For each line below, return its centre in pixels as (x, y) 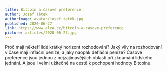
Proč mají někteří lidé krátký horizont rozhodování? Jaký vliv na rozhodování (83, 47)
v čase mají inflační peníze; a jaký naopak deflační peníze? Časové (74, 52)
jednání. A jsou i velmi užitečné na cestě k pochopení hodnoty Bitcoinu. (79, 63)
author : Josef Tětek (27, 14)
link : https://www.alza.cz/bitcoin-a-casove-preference (64, 28)
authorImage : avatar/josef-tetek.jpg (44, 19)
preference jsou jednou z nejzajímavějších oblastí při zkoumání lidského (79, 58)
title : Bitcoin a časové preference (43, 10)
